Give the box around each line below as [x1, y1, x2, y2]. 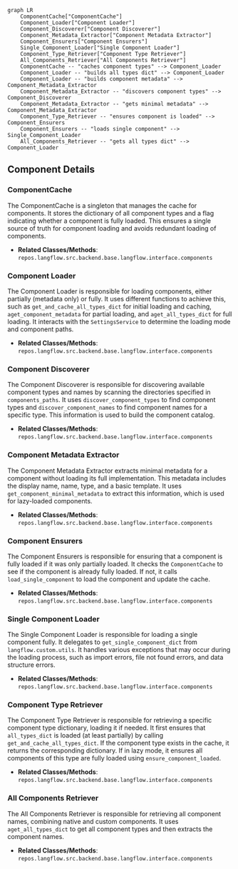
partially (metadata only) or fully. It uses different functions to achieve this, [7, 294, 227, 303]
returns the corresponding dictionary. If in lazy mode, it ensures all [7, 746, 203, 755]
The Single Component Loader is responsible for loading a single [7, 631, 198, 639]
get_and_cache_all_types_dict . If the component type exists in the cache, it [7, 739, 229, 748]
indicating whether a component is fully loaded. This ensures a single [7, 216, 212, 225]
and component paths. [7, 325, 74, 333]
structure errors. [7, 660, 56, 669]
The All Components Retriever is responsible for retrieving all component [7, 809, 222, 818]
